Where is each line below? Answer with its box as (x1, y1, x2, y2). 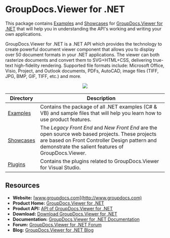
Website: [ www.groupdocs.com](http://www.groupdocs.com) (12, 194, 142, 201)
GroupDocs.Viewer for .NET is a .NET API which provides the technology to (5, 41, 162, 47)
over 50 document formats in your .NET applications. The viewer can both (5, 52, 160, 58)
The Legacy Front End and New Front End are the (40, 124, 158, 131)
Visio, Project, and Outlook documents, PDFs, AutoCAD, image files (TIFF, (5, 67, 159, 74)
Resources (5, 181, 40, 190)
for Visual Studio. (40, 164, 81, 171)
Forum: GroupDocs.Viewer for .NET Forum (12, 221, 102, 227)
